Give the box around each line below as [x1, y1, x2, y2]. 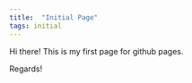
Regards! [9, 63, 43, 74]
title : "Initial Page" [9, 12, 99, 22]
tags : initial [9, 21, 63, 30]
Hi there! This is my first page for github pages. [9, 46, 184, 56]
